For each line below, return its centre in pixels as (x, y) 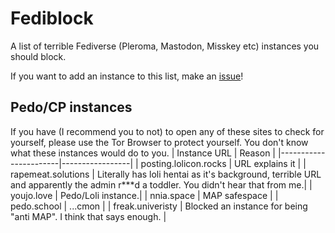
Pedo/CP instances (71, 107)
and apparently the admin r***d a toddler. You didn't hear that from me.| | (161, 184)
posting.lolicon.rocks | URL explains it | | (223, 163)
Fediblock (52, 18)
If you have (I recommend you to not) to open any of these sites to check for (167, 131)
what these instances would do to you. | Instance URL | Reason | (143, 153)
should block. (38, 56)
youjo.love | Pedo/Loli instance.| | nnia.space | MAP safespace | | (144, 195)
